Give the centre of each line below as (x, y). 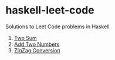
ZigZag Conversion (37, 50)
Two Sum (26, 38)
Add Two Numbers (37, 44)
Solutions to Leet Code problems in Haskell (58, 26)
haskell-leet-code (50, 10)
